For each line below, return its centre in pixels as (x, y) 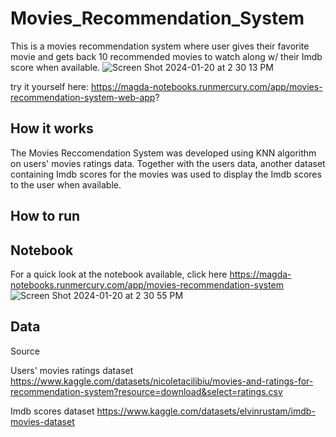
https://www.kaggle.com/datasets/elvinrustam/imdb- (206, 411)
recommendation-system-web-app (83, 97)
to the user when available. (66, 184)
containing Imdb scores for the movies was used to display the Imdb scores (166, 174)
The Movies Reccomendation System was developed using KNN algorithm (163, 153)
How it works (52, 128)
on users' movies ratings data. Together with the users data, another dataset (168, 163)
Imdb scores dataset (52, 411)
